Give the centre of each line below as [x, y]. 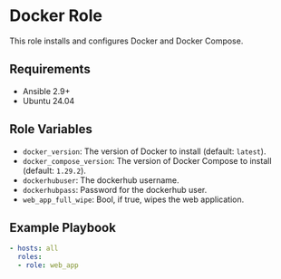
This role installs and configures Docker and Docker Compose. [126, 41]
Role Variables [51, 129]
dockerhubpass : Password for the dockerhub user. [115, 189]
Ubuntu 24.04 [48, 101]
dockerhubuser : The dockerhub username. [101, 180]
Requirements [50, 69]
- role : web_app [48, 265]
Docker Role [56, 16]
